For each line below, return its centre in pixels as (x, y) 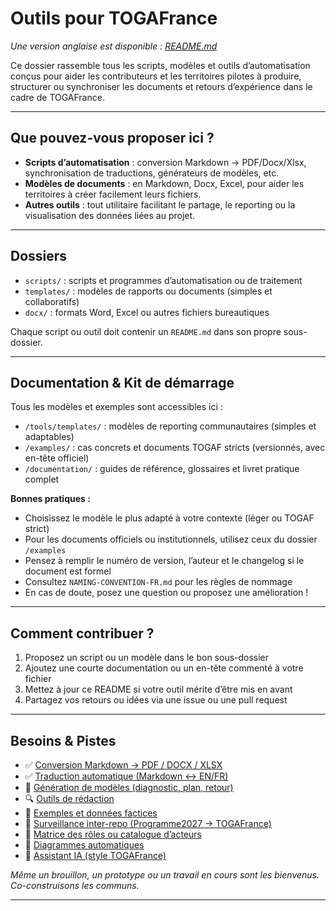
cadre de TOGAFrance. (57, 97)
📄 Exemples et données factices (91, 813)
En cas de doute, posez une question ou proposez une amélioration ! (166, 593)
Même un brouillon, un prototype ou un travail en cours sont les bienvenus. (165, 875)
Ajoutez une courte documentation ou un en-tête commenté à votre (164, 668)
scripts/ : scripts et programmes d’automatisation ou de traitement (163, 280)
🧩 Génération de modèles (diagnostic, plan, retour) (129, 787)
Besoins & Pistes (63, 740)
